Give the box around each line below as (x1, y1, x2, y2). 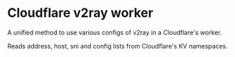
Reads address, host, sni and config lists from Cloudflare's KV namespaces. (7, 42, 228, 50)
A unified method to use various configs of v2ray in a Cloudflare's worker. (7, 28, 222, 37)
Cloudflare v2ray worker (7, 5, 154, 21)
